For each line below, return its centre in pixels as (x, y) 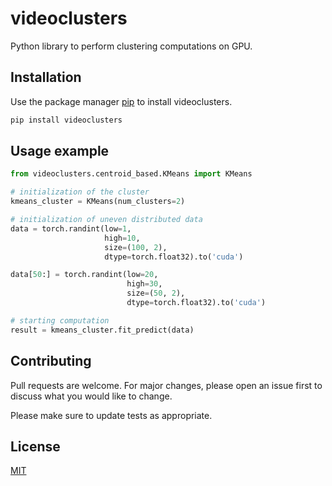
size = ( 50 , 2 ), (156, 293)
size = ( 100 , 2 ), (136, 247)
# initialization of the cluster (80, 192)
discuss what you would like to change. (91, 396)
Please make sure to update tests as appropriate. (111, 415)
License (35, 446)
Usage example (60, 151)
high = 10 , (122, 238)
